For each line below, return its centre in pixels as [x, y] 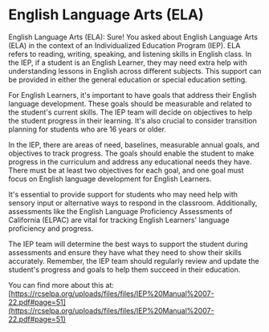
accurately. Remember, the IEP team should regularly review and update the [134, 261]
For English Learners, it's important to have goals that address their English [132, 95]
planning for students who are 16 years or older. [88, 129]
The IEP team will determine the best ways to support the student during [128, 244]
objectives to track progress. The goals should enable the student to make [131, 153]
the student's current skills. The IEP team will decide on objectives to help [130, 112]
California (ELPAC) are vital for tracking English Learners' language [119, 220]
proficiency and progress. [51, 228]
